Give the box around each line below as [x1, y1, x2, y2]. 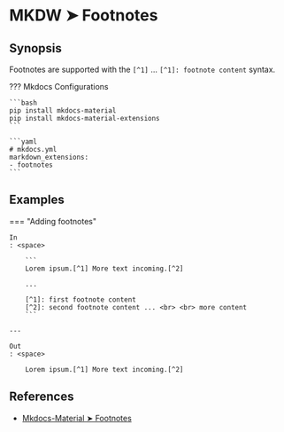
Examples [9, 192, 65, 208]
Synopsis [9, 41, 62, 56]
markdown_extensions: [9, 153, 89, 161]
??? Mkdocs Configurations [9, 82, 109, 91]
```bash [9, 98, 38, 107]
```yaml [9, 137, 38, 146]
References [9, 389, 74, 405]
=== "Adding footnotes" [9, 216, 97, 226]
